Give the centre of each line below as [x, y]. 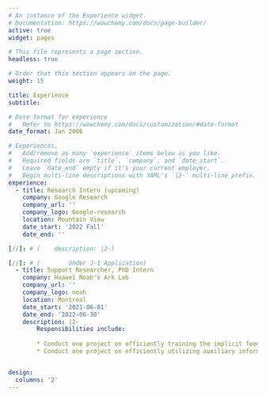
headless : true [33, 59]
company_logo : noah [55, 292]
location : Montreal [55, 299]
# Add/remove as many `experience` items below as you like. [115, 154]
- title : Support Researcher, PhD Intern [85, 270]
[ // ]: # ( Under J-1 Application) [78, 263]
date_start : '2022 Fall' [63, 227]
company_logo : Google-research [74, 212]
